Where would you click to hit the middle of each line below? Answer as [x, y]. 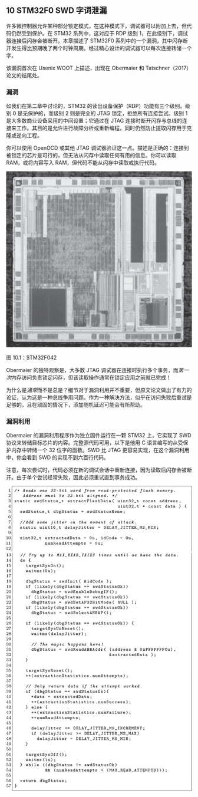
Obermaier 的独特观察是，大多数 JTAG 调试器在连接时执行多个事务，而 [92, 370]
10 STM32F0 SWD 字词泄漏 [57, 11]
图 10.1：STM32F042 [32, 358]
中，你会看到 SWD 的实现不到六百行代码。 [57, 457]
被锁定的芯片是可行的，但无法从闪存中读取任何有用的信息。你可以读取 [91, 156]
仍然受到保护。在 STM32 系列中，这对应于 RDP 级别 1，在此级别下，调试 [100, 33]
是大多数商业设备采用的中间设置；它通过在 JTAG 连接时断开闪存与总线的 [94, 121]
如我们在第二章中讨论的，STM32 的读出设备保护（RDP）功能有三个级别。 [96, 106]
